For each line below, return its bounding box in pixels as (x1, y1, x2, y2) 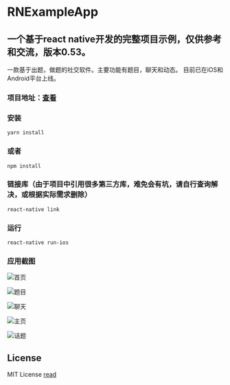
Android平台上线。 (7, 74, 60, 82)
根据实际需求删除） (28, 190, 92, 199)
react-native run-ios (7, 239, 69, 246)
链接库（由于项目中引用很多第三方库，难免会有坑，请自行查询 (7, 179, 211, 189)
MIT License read (7, 371, 57, 379)
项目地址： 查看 (7, 93, 57, 102)
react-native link (7, 206, 60, 213)
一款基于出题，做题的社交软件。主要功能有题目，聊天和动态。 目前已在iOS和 (7, 66, 224, 74)
